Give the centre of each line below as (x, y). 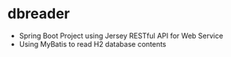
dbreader (39, 14)
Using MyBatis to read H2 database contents (92, 44)
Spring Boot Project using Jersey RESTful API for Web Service (121, 36)
